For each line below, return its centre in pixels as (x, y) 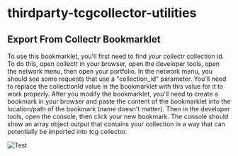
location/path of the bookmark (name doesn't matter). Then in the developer (119, 109)
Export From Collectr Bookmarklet (84, 39)
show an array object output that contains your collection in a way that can (116, 124)
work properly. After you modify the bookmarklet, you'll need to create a (113, 94)
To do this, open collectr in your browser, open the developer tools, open (114, 64)
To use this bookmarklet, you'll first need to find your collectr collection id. (116, 56)
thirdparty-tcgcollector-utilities (102, 13)
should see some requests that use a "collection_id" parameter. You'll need (117, 79)
